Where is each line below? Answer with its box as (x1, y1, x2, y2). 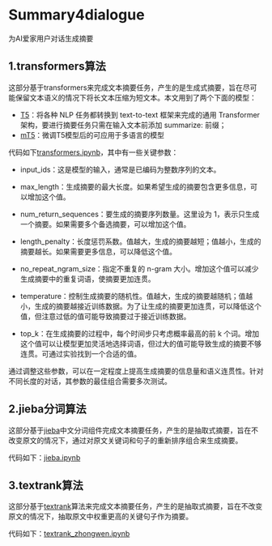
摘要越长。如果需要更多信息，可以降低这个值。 (19, 246, 176, 256)
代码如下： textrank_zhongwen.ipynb (8, 529, 130, 539)
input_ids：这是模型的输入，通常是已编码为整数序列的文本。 (19, 164, 221, 174)
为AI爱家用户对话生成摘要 (8, 33, 94, 43)
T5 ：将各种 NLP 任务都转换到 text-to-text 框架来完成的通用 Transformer (19, 109, 261, 119)
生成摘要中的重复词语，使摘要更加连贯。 (19, 274, 155, 284)
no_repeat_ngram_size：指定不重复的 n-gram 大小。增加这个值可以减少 (19, 263, 259, 273)
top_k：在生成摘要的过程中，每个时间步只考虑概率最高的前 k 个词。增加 (19, 328, 260, 338)
